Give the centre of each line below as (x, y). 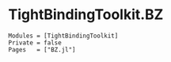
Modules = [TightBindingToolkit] (63, 36)
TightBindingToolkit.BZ (86, 15)
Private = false (35, 43)
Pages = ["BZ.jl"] (42, 49)
